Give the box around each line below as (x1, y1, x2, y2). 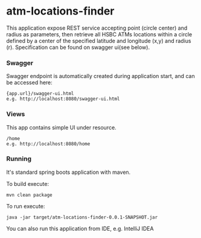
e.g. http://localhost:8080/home (6, 140, 91, 147)
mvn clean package (6, 192, 53, 198)
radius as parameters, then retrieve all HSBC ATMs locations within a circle (6, 30, 193, 38)
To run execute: (6, 202, 45, 210)
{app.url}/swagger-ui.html (6, 91, 74, 97)
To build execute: (6, 180, 49, 187)
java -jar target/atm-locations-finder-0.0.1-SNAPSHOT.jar (6, 214, 158, 220)
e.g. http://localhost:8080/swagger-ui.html (6, 96, 120, 102)
